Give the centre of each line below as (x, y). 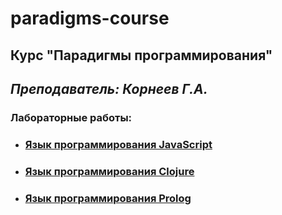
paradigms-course (90, 18)
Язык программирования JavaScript (118, 144)
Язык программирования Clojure (109, 171)
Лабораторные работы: (71, 117)
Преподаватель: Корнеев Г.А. (109, 88)
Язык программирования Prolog (108, 198)
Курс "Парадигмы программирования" (141, 55)
